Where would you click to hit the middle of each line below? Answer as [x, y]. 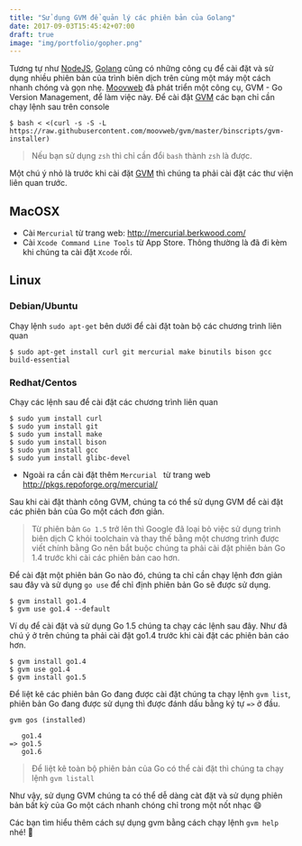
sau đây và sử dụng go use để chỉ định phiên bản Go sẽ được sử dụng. [140, 585]
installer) [30, 139]
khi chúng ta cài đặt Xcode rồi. [77, 253]
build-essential [40, 360]
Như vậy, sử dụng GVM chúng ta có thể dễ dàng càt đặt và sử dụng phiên [146, 795]
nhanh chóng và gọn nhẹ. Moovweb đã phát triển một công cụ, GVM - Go [146, 87]
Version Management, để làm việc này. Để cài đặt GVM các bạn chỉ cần [142, 97]
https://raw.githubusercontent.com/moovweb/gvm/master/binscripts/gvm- [146, 132]
